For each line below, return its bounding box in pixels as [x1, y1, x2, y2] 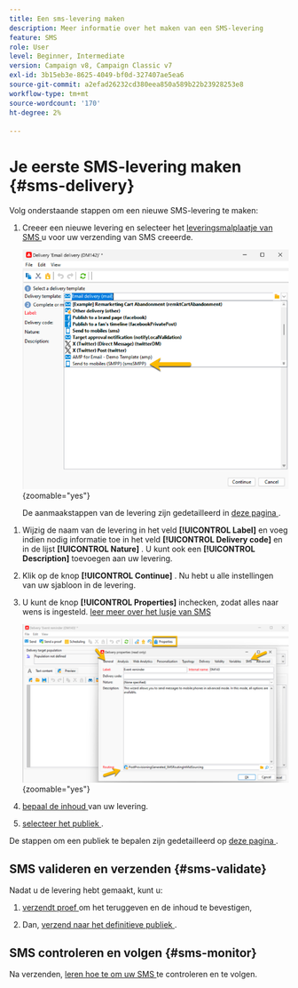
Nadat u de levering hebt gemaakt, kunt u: [9, 885, 163, 896]
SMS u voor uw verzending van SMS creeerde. [21, 232, 193, 243]
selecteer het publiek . [21, 818, 104, 829]
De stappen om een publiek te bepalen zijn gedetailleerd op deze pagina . [9, 836, 278, 847]
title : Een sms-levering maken [9, 14, 125, 23]
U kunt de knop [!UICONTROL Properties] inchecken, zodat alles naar [21, 597, 279, 607]
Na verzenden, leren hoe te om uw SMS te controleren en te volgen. [9, 969, 257, 980]
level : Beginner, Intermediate [9, 52, 125, 61]
